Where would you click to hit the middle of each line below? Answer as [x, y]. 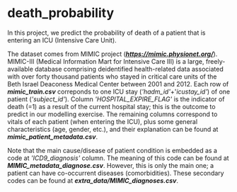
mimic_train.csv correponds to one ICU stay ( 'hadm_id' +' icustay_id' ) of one [119, 91]
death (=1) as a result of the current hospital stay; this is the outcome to [111, 106]
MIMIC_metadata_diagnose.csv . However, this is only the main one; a [111, 165]
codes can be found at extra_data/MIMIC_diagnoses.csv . [93, 180]
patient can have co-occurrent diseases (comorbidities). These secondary [116, 173]
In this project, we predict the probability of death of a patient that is [107, 33]
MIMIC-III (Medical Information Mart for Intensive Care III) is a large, [106, 61]
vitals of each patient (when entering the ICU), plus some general [103, 121]
